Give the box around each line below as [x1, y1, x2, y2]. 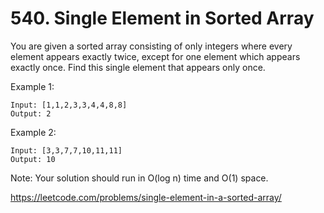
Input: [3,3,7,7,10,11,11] [10, 145, 123, 156]
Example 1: [10, 80, 55, 92]
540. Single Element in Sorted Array [10, 7, 315, 30]
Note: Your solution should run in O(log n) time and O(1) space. [10, 172, 269, 184]
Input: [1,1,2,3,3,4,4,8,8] [10, 100, 128, 110]
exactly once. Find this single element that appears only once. [10, 61, 266, 73]
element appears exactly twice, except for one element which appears [10, 50, 301, 62]
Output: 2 [10, 108, 52, 119]
